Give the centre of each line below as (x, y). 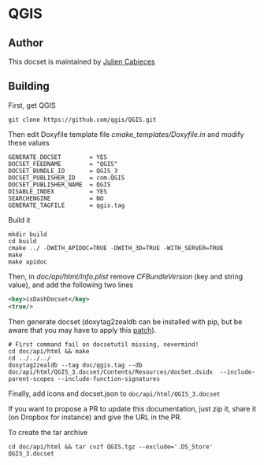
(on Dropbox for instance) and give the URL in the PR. (95, 417)
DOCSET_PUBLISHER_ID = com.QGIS (67, 178)
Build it (19, 220)
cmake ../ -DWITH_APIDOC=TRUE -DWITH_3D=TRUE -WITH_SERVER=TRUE (116, 248)
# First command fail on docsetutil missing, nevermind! (104, 344)
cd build (22, 241)
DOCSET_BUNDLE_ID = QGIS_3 (63, 171)
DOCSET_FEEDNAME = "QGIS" (63, 164)
